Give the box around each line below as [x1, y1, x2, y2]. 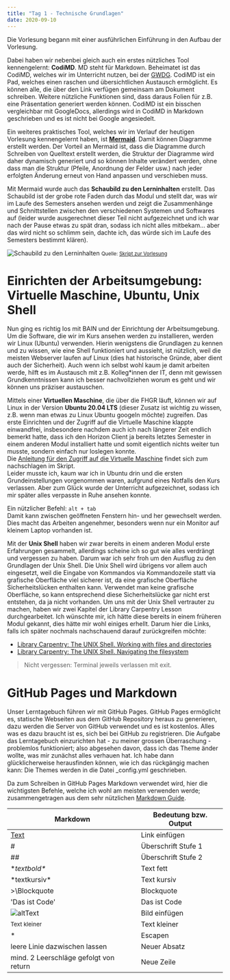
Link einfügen [140, 830, 185, 840]
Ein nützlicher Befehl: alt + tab [7, 504, 97, 513]
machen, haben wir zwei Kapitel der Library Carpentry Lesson [7, 605, 182, 614]
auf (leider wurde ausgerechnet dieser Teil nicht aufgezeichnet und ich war [7, 213, 219, 222]
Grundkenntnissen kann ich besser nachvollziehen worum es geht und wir [7, 375, 216, 384]
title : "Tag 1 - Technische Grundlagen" [7, 10, 125, 17]
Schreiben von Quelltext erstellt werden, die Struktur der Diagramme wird [7, 149, 214, 158]
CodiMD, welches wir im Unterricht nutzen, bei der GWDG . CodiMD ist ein [7, 70, 216, 79]
